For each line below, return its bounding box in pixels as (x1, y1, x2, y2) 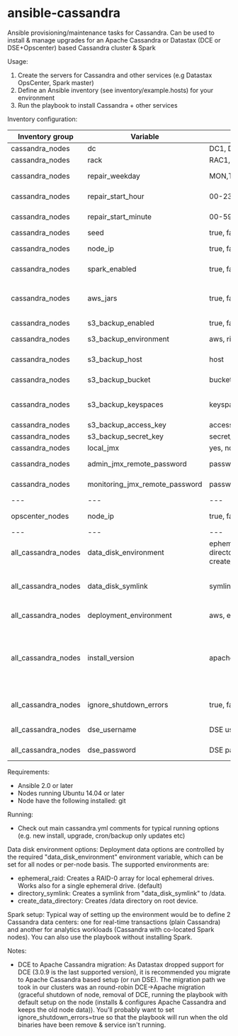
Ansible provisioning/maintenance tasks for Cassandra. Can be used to (7, 28, 215, 37)
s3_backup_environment (87, 334, 170, 344)
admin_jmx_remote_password (87, 458, 188, 468)
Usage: (7, 57, 28, 65)
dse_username (87, 724, 137, 734)
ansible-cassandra (7, 5, 120, 21)
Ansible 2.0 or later (17, 781, 74, 789)
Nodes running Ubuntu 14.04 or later (17, 789, 125, 797)
